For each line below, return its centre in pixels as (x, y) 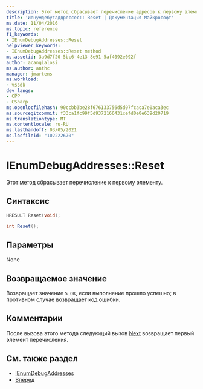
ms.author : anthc (28, 68)
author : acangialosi (32, 62)
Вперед (25, 379)
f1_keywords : (23, 34)
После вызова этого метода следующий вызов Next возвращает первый (100, 333)
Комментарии (34, 319)
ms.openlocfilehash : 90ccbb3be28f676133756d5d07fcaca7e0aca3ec (88, 107)
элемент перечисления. (37, 339)
